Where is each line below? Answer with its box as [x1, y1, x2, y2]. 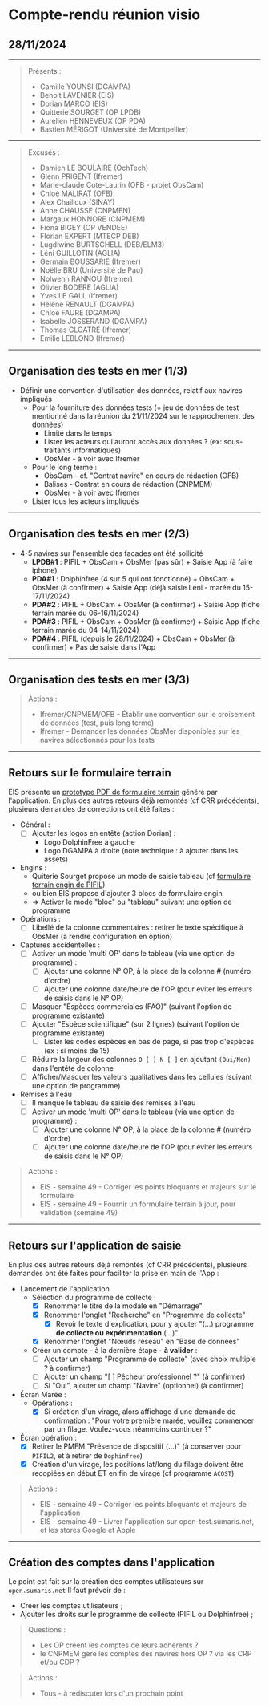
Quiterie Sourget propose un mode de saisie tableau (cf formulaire [31, 872, 251, 881]
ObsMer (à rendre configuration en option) [31, 932, 173, 942]
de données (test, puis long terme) [39, 718, 155, 727]
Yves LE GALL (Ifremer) [39, 291, 118, 300]
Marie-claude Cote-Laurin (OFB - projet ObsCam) [39, 180, 204, 189]
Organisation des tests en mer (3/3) [8, 673, 191, 687]
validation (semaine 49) [39, 1208, 118, 1218]
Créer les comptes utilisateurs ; [19, 1601, 123, 1611]
